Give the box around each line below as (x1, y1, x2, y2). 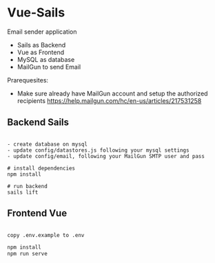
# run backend (7, 183, 48, 190)
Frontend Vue (7, 207, 68, 219)
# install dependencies (7, 165, 76, 172)
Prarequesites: (7, 76, 49, 84)
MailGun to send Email (17, 62, 81, 71)
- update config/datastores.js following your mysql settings (7, 146, 190, 154)
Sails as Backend (17, 41, 66, 49)
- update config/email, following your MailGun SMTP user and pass (7, 152, 205, 159)
